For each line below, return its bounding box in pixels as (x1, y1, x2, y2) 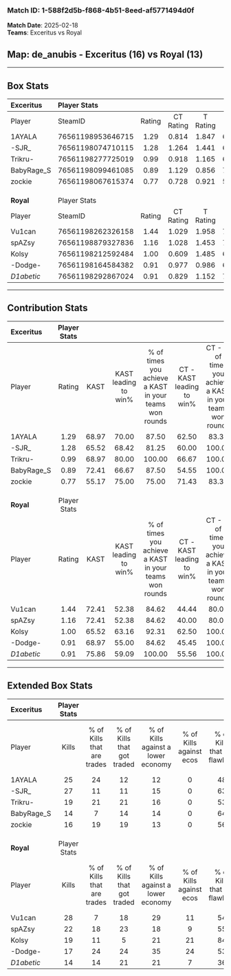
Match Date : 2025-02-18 (7, 21, 78, 30)
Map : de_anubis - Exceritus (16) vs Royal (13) (7, 48, 203, 60)
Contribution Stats (7, 302, 88, 314)
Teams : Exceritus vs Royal (7, 28, 82, 37)
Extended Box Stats (7, 680, 93, 692)
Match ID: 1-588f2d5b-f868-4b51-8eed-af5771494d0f (7, 6, 195, 15)
